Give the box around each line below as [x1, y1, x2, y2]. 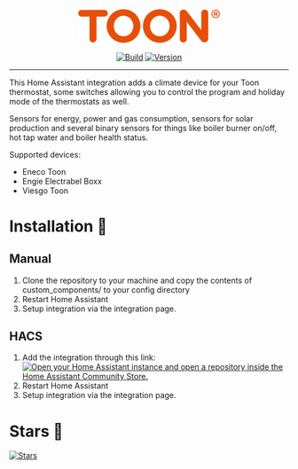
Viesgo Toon [21, 185, 69, 196]
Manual [9, 252, 51, 267]
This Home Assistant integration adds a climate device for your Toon [9, 77, 260, 88]
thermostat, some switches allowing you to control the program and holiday [9, 86, 286, 97]
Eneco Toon [21, 166, 67, 176]
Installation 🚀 [9, 216, 108, 236]
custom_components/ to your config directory [21, 284, 191, 295]
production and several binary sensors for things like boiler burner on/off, [9, 122, 278, 133]
